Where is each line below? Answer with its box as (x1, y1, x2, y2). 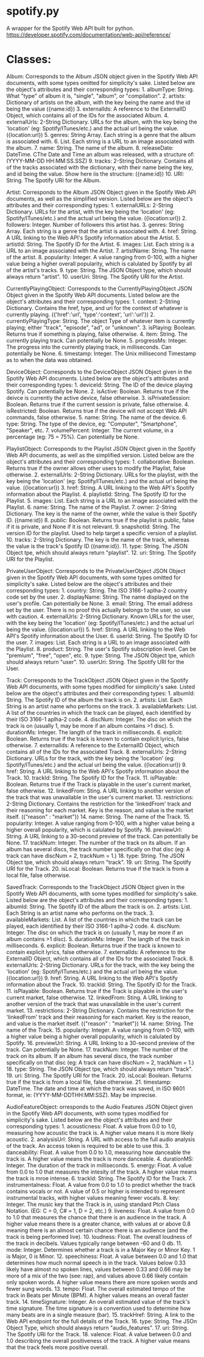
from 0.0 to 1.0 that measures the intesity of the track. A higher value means (6, 1168, 197, 1175)
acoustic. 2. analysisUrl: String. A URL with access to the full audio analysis (6, 1136, 195, 1143)
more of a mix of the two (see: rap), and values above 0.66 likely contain (6, 1272, 188, 1279)
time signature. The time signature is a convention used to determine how (6, 1304, 191, 1312)
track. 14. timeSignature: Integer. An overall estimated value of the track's (6, 1298, 191, 1305)
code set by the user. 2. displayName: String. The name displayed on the (6, 593, 189, 601)
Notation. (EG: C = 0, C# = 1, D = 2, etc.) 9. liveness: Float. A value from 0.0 (6, 1207, 195, 1215)
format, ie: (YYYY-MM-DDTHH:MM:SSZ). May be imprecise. (6, 1091, 157, 1098)
